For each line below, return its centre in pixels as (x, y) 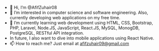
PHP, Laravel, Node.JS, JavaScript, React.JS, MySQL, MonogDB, (75, 28)
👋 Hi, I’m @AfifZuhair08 (33, 7)
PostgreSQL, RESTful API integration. (47, 33)
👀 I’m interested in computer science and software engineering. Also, (79, 13)
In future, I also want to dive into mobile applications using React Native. (82, 38)
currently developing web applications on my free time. (65, 18)
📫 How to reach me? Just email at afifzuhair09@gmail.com (69, 44)
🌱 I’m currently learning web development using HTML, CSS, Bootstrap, (81, 23)
